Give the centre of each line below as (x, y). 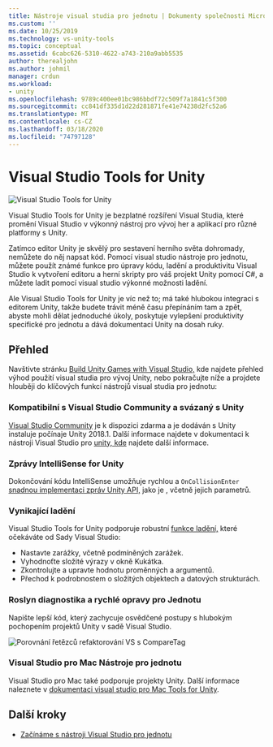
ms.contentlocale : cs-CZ (50, 122)
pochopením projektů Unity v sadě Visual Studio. (90, 626)
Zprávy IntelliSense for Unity (66, 464)
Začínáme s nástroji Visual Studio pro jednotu (96, 734)
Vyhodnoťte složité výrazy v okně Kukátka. (92, 562)
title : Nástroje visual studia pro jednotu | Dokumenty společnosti (127, 16)
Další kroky (37, 715)
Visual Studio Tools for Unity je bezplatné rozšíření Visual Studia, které (126, 215)
